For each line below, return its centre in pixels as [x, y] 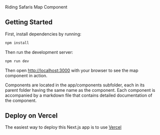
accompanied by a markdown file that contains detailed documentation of [79, 95]
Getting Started [29, 22]
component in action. [26, 75]
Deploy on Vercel [32, 115]
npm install [17, 43]
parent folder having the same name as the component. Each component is [80, 90]
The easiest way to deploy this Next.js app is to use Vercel [63, 127]
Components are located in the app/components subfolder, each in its [75, 85]
